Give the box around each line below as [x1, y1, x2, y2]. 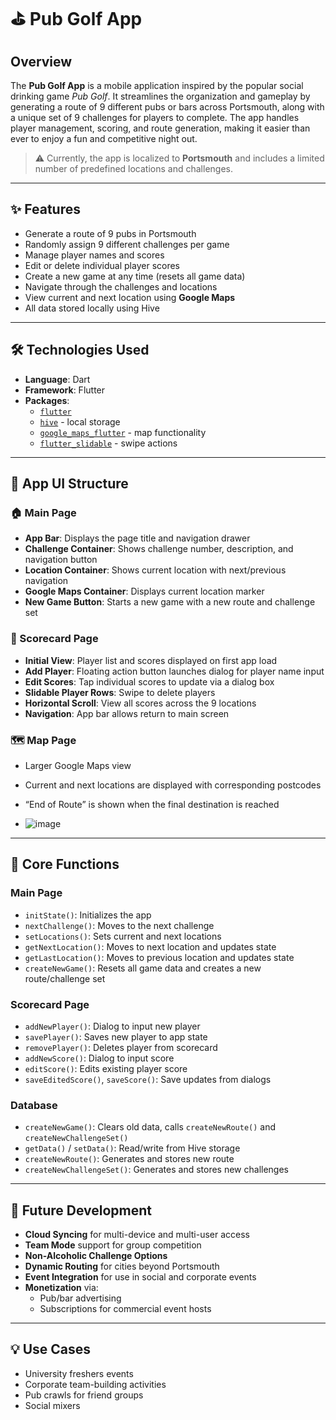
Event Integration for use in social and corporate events [24, 1271, 257, 1283]
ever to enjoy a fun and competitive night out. [10, 133, 198, 144]
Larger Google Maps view [24, 759, 132, 771]
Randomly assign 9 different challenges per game [24, 238, 230, 250]
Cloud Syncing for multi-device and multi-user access [24, 1229, 251, 1240]
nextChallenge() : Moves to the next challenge [24, 919, 215, 931]
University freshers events [24, 1367, 134, 1379]
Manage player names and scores [24, 249, 165, 261]
